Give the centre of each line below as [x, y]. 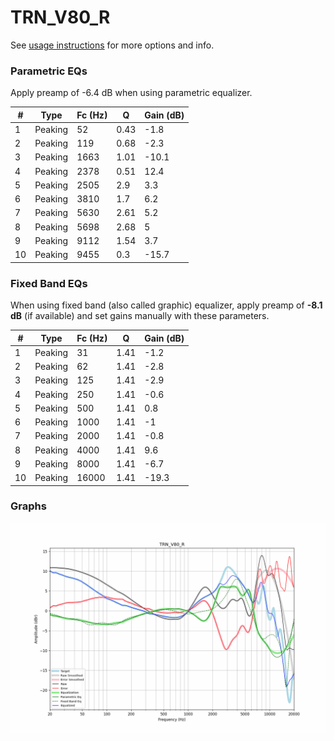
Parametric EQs [49, 71]
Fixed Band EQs [49, 283]
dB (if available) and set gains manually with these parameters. [140, 316]
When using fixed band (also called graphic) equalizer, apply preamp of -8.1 [166, 305]
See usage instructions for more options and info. [112, 45]
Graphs [28, 506]
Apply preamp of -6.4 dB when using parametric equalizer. [131, 93]
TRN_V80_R [60, 17]
